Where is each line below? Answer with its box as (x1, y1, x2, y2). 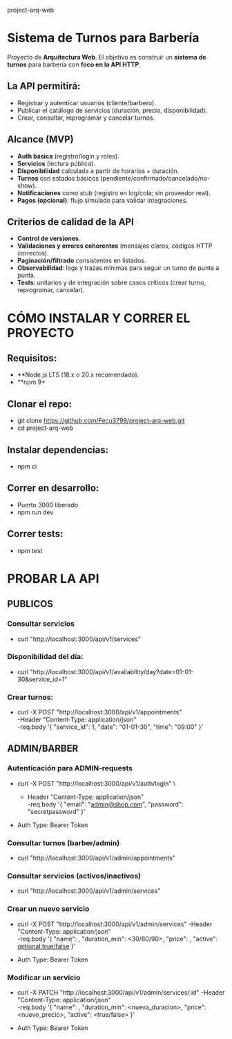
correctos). (17, 249, 50, 258)
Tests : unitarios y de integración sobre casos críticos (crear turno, (17, 278, 206, 287)
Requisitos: (7, 352, 57, 364)
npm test (17, 546, 43, 554)
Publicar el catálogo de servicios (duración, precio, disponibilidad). (17, 106, 208, 114)
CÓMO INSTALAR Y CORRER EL (7, 310, 191, 326)
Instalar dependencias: (7, 444, 109, 455)
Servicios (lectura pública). (17, 159, 95, 168)
